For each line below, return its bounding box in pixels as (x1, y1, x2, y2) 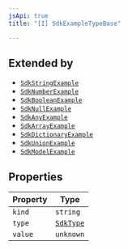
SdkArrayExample (19, 122, 75, 130)
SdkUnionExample (19, 139, 75, 148)
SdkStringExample (19, 79, 79, 87)
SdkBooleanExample (19, 96, 83, 105)
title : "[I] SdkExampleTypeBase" (8, 19, 122, 27)
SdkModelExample (19, 148, 75, 156)
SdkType (55, 219, 85, 228)
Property (12, 194, 48, 205)
